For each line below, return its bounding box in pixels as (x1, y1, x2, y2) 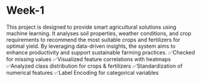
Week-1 (6, 4, 45, 17)
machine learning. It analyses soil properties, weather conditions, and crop (6, 29, 191, 37)
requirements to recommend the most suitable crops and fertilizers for (6, 36, 181, 43)
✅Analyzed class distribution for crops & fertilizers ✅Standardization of (6, 62, 183, 69)
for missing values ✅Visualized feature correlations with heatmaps (6, 55, 172, 63)
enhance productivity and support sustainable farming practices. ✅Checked (6, 48, 196, 56)
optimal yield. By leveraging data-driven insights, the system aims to (6, 42, 176, 50)
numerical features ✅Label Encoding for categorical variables (6, 69, 159, 76)
